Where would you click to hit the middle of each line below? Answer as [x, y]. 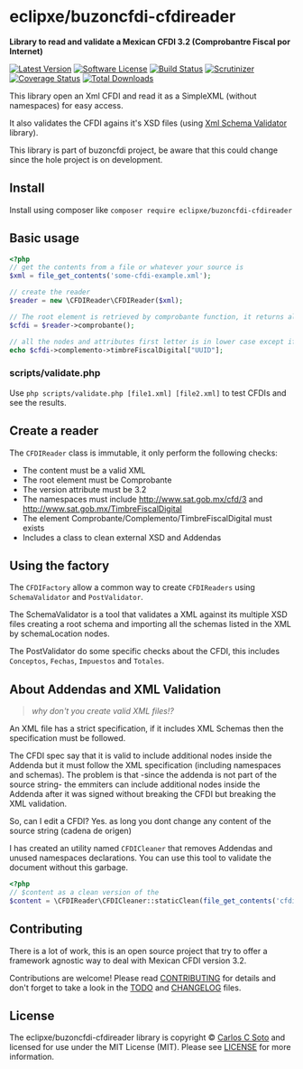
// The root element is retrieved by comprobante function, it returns [147, 317]
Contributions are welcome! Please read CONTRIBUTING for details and [143, 978]
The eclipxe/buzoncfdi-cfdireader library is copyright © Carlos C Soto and [147, 1037]
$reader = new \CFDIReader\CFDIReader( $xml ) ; [96, 301]
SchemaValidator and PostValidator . [77, 597]
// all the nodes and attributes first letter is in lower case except [147, 342]
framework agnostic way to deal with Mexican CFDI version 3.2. [128, 961]
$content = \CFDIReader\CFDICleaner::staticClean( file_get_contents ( [143, 901]
